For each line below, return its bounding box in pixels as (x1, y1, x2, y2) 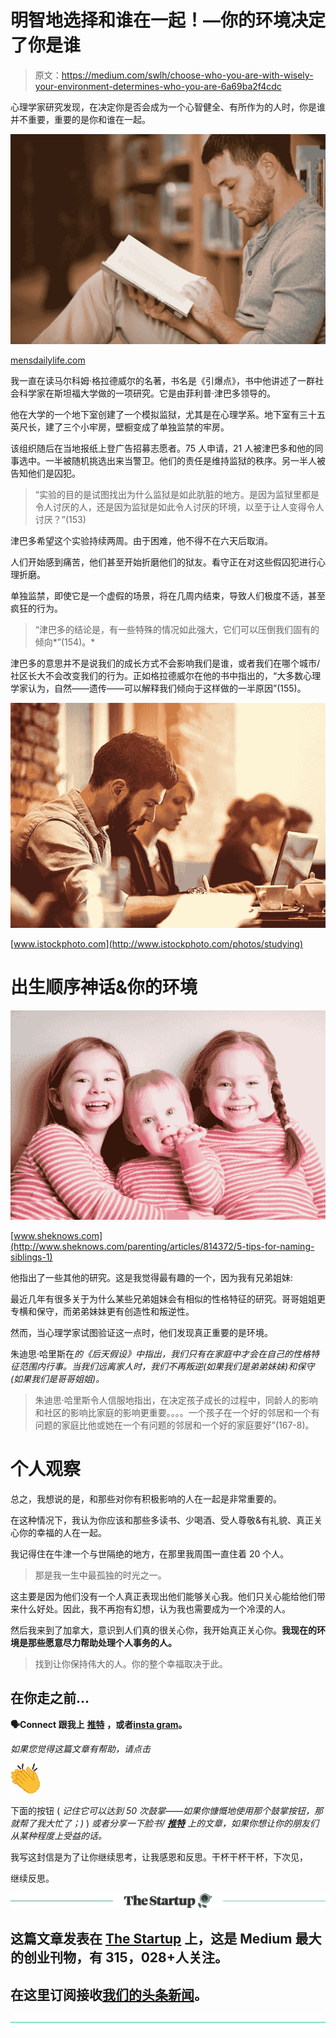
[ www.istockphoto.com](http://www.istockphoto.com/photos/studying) (10, 937, 304, 950)
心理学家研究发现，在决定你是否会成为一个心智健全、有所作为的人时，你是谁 (10, 101, 326, 113)
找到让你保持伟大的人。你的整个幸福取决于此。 (34, 1658, 228, 1670)
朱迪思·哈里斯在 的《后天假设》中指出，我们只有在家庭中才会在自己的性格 (10, 1348, 312, 1360)
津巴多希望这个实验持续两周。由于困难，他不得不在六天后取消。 (10, 535, 273, 547)
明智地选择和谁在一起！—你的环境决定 (10, 9, 327, 32)
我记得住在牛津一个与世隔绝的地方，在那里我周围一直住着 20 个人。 (10, 1548, 290, 1560)
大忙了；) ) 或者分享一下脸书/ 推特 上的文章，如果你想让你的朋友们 (44, 1817, 320, 1829)
